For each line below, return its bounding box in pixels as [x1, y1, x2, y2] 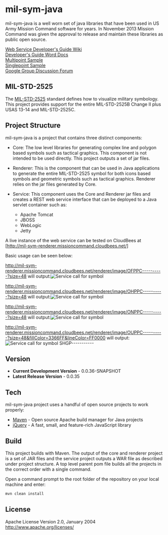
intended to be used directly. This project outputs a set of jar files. [12, 155, 150, 161]
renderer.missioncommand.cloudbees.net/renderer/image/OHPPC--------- [5, 288, 161, 294]
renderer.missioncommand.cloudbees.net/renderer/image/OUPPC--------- [5, 329, 161, 335]
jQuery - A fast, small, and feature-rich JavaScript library [12, 422, 132, 428]
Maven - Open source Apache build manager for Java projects [12, 417, 143, 423]
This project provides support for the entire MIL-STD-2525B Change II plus [5, 101, 161, 107]
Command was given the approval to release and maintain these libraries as [5, 31, 163, 37]
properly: [5, 407, 24, 413]
